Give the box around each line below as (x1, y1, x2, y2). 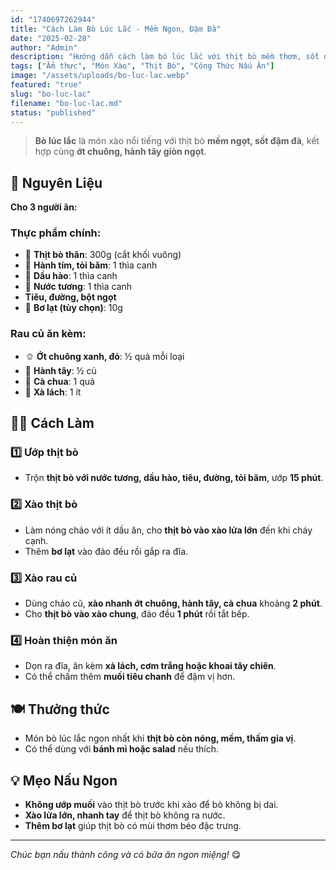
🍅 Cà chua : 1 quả (24, 375, 95, 387)
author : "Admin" (10, 42, 78, 53)
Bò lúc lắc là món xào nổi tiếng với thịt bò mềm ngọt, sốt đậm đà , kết (34, 135, 320, 147)
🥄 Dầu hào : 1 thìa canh (24, 270, 118, 282)
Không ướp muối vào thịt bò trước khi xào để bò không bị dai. (24, 798, 279, 810)
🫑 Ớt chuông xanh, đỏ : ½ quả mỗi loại (24, 350, 185, 362)
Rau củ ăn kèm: (10, 327, 87, 341)
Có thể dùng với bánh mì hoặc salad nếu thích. (24, 743, 219, 755)
